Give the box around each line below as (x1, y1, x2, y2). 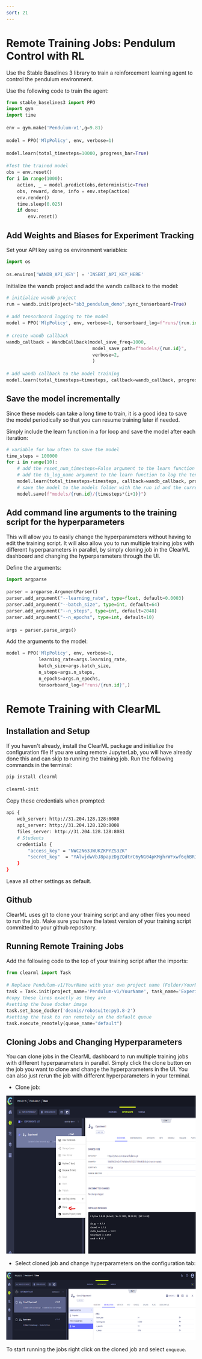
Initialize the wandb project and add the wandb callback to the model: (6, 282, 179, 289)
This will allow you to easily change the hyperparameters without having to (6, 533, 192, 540)
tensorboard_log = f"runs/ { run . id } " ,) (38, 682, 130, 688)
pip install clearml (6, 774, 58, 780)
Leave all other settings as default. (6, 878, 92, 884)
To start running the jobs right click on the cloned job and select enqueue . (6, 1346, 186, 1353)
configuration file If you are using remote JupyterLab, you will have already (6, 748, 192, 756)
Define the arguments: (6, 564, 62, 571)
